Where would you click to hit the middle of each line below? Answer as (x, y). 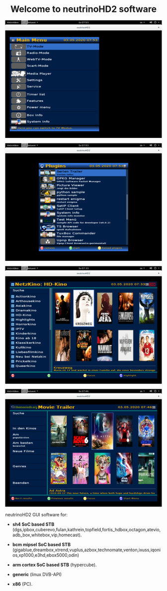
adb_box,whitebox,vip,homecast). (47, 535)
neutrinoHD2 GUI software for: (37, 514)
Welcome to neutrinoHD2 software (83, 9)
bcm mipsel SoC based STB (42, 544)
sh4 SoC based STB (33, 524)
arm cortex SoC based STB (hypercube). (54, 565)
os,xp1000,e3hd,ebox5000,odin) (46, 555)
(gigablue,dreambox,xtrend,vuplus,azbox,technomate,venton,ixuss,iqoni (86, 550)
